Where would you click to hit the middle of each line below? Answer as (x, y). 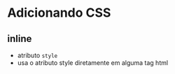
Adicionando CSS (59, 13)
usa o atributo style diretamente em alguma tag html (93, 63)
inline (20, 39)
